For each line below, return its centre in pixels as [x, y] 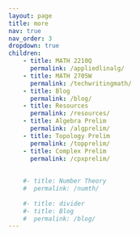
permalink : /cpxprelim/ [70, 158]
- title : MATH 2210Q [57, 61]
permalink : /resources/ [70, 114]
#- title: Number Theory [65, 181]
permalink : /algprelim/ [70, 128]
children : [25, 53]
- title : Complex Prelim [65, 151]
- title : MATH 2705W [57, 76]
